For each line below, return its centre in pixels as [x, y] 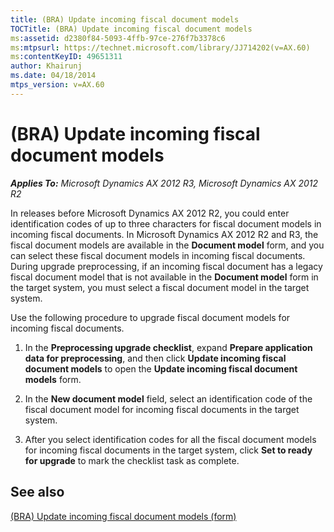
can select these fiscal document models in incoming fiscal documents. [158, 255]
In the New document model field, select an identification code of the [168, 398]
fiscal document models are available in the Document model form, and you [167, 245]
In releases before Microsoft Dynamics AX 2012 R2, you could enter [150, 213]
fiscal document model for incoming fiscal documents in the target [162, 409]
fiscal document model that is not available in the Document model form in [164, 277]
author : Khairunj [46, 66]
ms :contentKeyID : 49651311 [66, 57]
